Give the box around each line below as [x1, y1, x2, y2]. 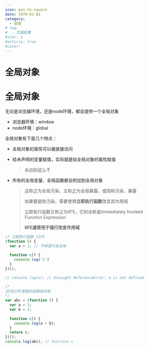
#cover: [5, 44, 21, 49]
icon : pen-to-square [5, 7, 48, 12]
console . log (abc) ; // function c [5, 339, 74, 344]
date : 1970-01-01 [5, 12, 41, 17]
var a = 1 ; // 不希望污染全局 [9, 244, 66, 248]
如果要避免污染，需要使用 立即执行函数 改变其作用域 [24, 198, 128, 204]
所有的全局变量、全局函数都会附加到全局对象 [12, 177, 103, 183]
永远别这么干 [24, 167, 51, 173]
